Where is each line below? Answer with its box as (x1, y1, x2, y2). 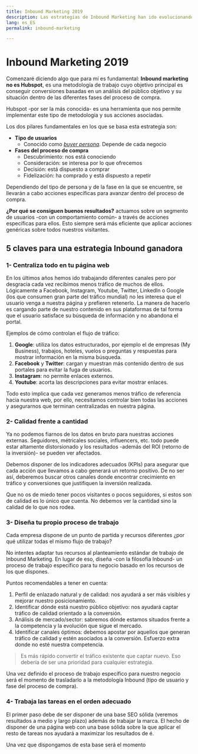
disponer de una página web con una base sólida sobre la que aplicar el (6, 723, 181, 730)
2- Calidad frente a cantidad (6, 417, 88, 425)
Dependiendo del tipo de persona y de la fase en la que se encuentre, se (6, 183, 183, 190)
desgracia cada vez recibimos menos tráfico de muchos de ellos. (6, 281, 164, 288)
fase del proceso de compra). (6, 683, 78, 690)
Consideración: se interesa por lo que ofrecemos (23, 160, 143, 167)
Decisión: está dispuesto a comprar (23, 166, 110, 173)
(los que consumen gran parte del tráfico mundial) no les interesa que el (6, 293, 181, 300)
